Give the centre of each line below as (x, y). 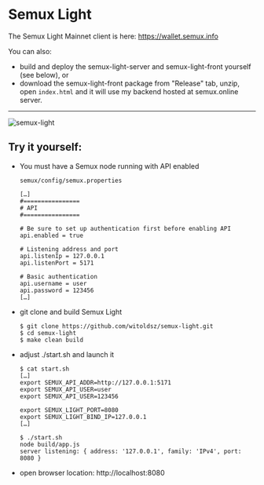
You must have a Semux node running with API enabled (109, 166)
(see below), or (44, 75)
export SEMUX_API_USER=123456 (69, 396)
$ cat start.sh (44, 369)
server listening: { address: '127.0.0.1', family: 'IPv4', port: (130, 451)
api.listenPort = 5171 (57, 263)
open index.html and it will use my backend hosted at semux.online (129, 91)
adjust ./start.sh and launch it (67, 354)
